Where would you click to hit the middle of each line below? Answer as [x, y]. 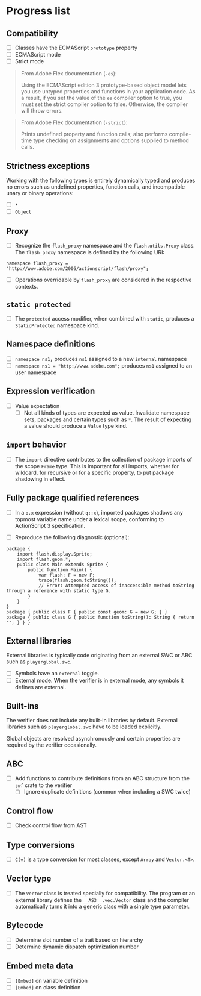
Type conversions [40, 845]
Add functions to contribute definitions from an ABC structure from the [102, 778]
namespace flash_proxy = [37, 263]
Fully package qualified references [73, 498]
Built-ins [22, 706]
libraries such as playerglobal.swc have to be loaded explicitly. [84, 727]
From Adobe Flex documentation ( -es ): [69, 74]
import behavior [36, 445]
